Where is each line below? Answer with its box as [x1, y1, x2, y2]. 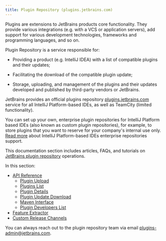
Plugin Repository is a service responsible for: [5, 47, 100, 53]
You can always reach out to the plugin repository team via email [5, 224, 138, 230]
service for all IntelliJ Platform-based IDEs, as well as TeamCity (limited [5, 101, 151, 108]
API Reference [12, 172, 42, 178]
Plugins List [19, 183, 44, 189]
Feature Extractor [12, 209, 48, 215]
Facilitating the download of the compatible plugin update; [12, 71, 132, 78]
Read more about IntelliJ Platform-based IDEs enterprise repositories [5, 132, 147, 138]
